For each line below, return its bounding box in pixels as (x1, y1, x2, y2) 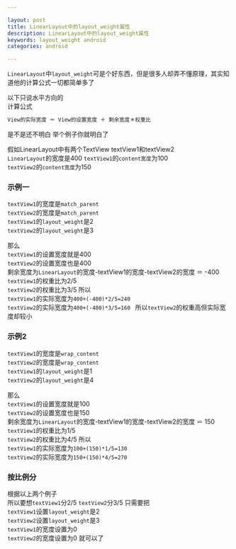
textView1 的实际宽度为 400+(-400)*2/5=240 (7, 295, 131, 303)
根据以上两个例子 (7, 489, 57, 498)
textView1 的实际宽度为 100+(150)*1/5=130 (7, 443, 128, 452)
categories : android (7, 43, 69, 50)
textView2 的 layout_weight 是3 (7, 226, 94, 234)
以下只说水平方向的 (7, 94, 64, 102)
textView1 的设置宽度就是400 (7, 250, 92, 259)
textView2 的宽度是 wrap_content (7, 358, 99, 366)
